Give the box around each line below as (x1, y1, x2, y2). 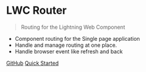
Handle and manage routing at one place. (14, 41, 117, 49)
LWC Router (6, 4, 67, 17)
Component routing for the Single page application (14, 35, 141, 42)
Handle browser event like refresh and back (14, 47, 123, 55)
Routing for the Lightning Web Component (20, 23, 126, 31)
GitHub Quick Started (6, 59, 59, 67)
